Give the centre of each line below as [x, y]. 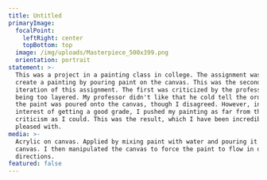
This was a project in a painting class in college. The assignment [131, 75]
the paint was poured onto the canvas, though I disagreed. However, [133, 104]
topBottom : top [48, 45]
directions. [35, 156]
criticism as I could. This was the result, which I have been [122, 119]
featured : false [35, 164]
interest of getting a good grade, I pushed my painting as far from [133, 112]
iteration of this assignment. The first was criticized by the [124, 90]
